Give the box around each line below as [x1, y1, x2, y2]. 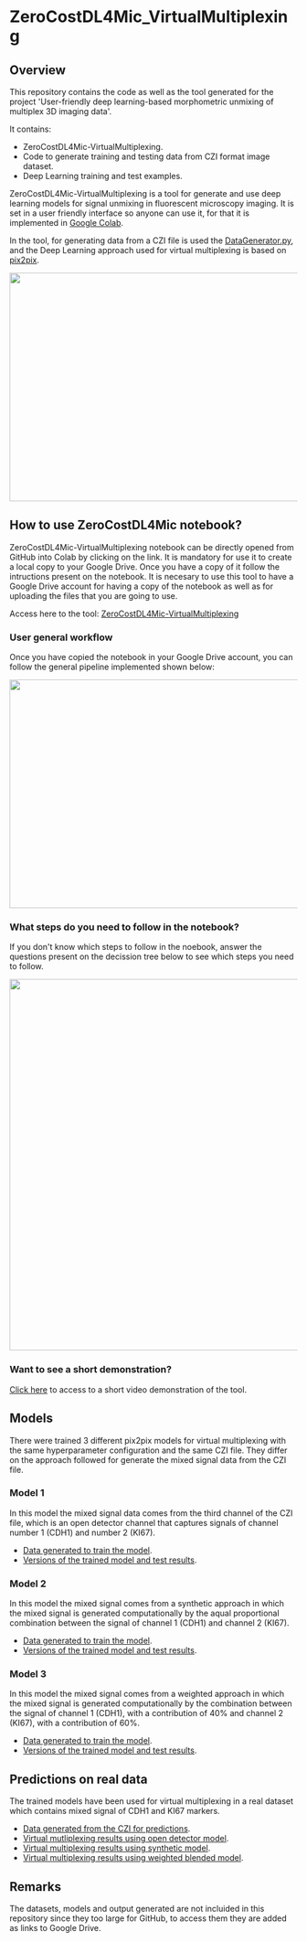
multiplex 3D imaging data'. [9, 106, 112, 116]
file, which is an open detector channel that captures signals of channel [9, 1517, 279, 1528]
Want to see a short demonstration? [9, 1363, 172, 1376]
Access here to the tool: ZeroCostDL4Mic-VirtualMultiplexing [9, 608, 239, 619]
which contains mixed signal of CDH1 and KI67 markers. [9, 1806, 221, 1817]
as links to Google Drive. [9, 1923, 102, 1934]
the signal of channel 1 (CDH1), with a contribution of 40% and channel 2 [9, 1708, 284, 1719]
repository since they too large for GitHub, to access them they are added [9, 1913, 287, 1924]
